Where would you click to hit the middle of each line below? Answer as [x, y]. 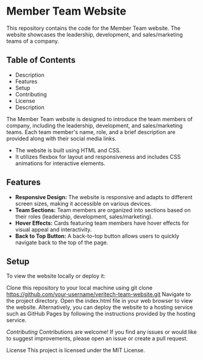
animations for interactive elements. [60, 163]
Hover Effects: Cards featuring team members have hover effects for [102, 223]
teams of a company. [33, 41]
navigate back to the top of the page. [62, 242]
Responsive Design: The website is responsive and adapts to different [104, 197]
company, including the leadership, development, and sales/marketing [94, 125]
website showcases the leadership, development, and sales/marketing [94, 34]
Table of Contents [41, 60]
